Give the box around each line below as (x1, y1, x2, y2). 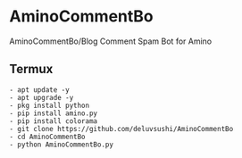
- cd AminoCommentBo (9, 132, 87, 141)
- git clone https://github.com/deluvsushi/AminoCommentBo (9, 124, 234, 133)
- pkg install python (9, 101, 90, 110)
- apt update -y (9, 85, 70, 95)
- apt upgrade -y (9, 93, 74, 102)
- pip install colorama (9, 116, 98, 126)
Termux (9, 62, 54, 77)
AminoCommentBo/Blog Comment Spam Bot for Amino (9, 36, 213, 46)
